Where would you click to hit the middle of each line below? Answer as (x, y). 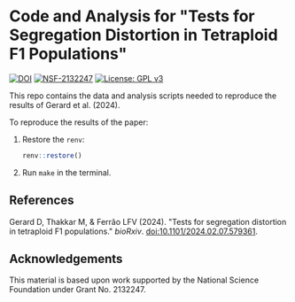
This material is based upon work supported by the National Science (134, 280)
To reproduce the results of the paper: (79, 122)
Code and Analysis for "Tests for (132, 16)
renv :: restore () (52, 155)
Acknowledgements (66, 259)
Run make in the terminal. (66, 172)
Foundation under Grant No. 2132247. (78, 290)
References (42, 201)
